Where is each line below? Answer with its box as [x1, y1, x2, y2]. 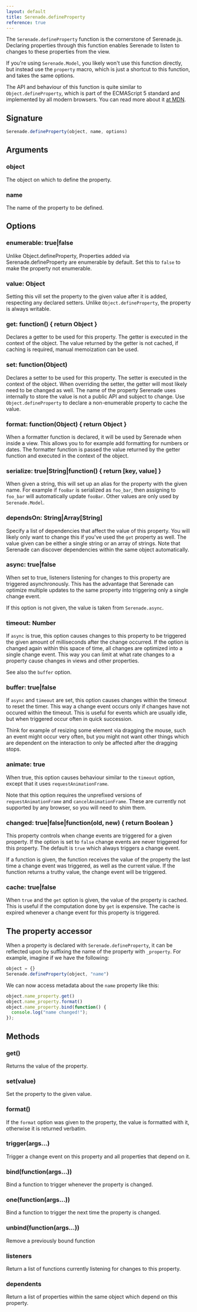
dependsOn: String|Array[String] [6, 513, 103, 522]
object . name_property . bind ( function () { [6, 1004, 107, 1010]
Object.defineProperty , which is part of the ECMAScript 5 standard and [6, 90, 181, 97]
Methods [6, 1031, 40, 1041]
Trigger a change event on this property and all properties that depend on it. [6, 1152, 191, 1160]
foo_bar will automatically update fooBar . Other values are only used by [6, 493, 179, 500]
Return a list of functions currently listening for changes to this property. [6, 1265, 181, 1272]
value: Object [6, 279, 45, 287]
